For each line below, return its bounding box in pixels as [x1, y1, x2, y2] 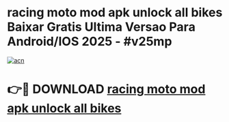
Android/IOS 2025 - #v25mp [7, 34, 172, 49]
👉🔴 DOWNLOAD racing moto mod [7, 82, 206, 97]
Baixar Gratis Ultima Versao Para [7, 19, 196, 35]
